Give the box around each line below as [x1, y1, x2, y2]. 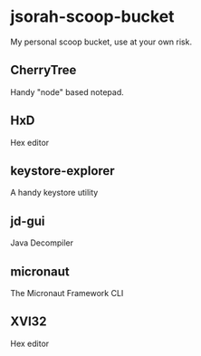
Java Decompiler [10, 237, 73, 248]
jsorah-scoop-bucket [10, 6, 175, 27]
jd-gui [10, 213, 45, 228]
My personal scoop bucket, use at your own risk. [10, 36, 193, 47]
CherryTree [10, 63, 77, 78]
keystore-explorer [10, 163, 116, 178]
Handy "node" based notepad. [10, 86, 125, 97]
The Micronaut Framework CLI [10, 288, 124, 298]
